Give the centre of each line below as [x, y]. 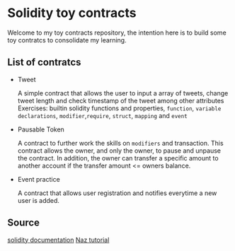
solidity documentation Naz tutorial [58, 240]
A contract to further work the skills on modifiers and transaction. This [121, 143]
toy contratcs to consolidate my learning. [67, 40]
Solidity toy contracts [72, 13]
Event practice [39, 179]
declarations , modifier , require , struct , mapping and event [102, 115]
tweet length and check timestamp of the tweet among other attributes [121, 100]
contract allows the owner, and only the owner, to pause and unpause [119, 151]
